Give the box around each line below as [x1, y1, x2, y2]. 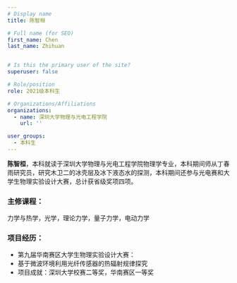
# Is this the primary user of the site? [7, 61, 131, 69]
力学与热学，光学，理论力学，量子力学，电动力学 [7, 214, 150, 222]
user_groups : [7, 133, 46, 140]
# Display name [7, 10, 52, 18]
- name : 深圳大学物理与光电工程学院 [13, 114, 108, 121]
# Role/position [7, 81, 55, 88]
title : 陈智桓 [7, 17, 46, 24]
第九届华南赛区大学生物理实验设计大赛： [17, 251, 135, 259]
